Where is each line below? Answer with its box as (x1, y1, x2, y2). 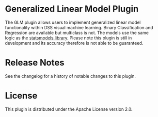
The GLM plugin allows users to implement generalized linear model (5, 19, 141, 25)
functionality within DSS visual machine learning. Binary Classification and (5, 24, 154, 30)
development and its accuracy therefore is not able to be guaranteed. (5, 40, 143, 46)
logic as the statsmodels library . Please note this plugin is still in (5, 35, 132, 41)
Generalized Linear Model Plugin (5, 3, 139, 15)
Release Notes (5, 57, 64, 68)
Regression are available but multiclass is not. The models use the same (5, 30, 149, 35)
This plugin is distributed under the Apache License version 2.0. (5, 106, 133, 112)
